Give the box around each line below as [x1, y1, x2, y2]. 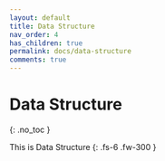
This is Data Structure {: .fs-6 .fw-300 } [9, 141, 157, 152]
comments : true [9, 55, 67, 64]
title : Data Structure [9, 22, 95, 31]
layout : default [9, 13, 71, 23]
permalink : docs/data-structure [9, 47, 131, 56]
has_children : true [9, 38, 83, 48]
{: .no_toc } [9, 124, 51, 135]
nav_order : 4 [9, 30, 59, 39]
